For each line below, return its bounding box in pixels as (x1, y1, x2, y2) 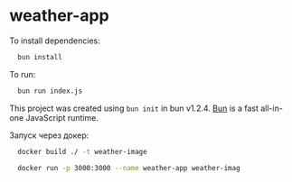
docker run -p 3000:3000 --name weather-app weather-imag (17, 163, 241, 172)
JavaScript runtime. (25, 112, 99, 123)
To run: (9, 68, 36, 79)
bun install (17, 52, 63, 61)
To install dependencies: (9, 35, 101, 46)
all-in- (260, 103, 283, 114)
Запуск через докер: (9, 130, 89, 141)
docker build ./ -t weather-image (17, 147, 147, 156)
